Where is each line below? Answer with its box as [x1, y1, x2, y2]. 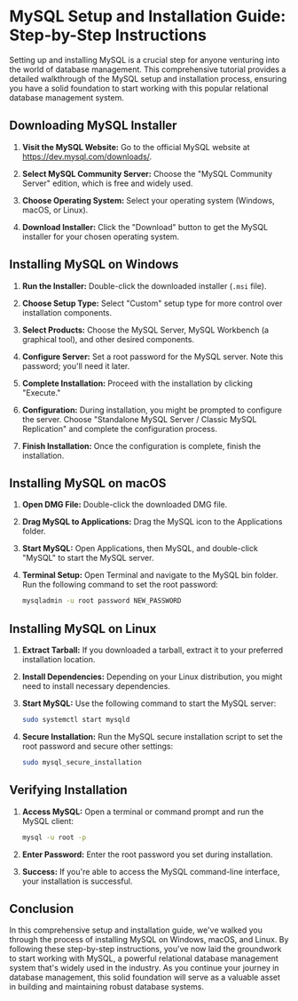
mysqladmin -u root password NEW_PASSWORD [21, 597, 182, 605]
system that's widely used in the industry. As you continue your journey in [9, 963, 279, 973]
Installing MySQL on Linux [9, 621, 157, 637]
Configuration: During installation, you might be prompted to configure [21, 404, 282, 415]
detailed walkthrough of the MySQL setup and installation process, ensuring [9, 73, 287, 84]
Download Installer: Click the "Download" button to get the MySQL [21, 221, 269, 232]
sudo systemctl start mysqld [21, 716, 130, 725]
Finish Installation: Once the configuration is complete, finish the [21, 440, 262, 451]
